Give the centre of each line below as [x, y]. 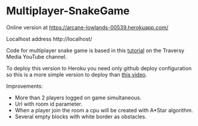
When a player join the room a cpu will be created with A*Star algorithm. [104, 110]
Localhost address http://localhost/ [49, 39]
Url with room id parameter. [48, 104]
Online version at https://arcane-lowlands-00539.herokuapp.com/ [87, 27]
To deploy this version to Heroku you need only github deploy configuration [99, 68]
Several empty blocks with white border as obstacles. [81, 116]
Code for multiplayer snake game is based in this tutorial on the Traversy [95, 50]
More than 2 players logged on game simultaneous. [78, 97]
